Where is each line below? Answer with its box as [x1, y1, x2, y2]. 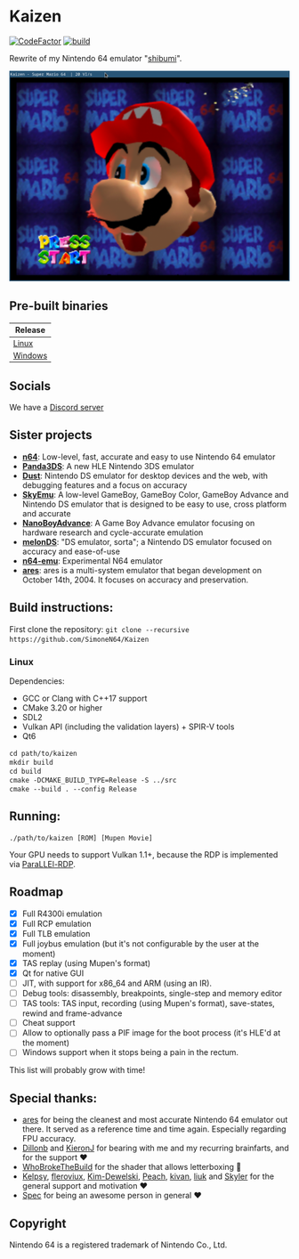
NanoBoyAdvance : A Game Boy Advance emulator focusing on [21, 517, 255, 528]
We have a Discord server [9, 402, 104, 413]
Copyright [9, 1215, 67, 1231]
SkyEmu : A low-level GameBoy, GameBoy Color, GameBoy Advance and [21, 489, 289, 500]
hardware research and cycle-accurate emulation [21, 527, 204, 538]
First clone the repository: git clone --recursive [9, 623, 190, 634]
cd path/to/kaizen [9, 749, 77, 758]
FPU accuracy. [21, 1133, 77, 1144]
